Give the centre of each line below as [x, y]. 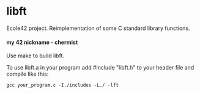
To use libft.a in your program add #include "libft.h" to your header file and [100, 68]
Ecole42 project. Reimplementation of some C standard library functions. [98, 28]
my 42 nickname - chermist [42, 42]
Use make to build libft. [35, 56]
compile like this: [28, 74]
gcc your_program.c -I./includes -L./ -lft [63, 85]
